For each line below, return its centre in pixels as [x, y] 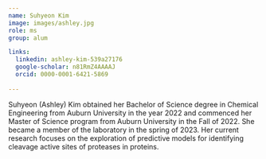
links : [19, 52]
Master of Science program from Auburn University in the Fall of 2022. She [131, 121]
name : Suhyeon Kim [39, 16]
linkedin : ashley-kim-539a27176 [69, 60]
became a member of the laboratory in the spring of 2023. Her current [123, 130]
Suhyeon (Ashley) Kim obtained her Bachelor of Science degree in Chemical [133, 104]
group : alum [28, 38]
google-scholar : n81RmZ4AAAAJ [65, 67]
